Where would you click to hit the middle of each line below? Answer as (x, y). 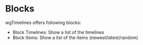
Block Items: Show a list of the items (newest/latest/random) (75, 37)
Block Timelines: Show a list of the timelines (58, 32)
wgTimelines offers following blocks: (43, 22)
